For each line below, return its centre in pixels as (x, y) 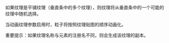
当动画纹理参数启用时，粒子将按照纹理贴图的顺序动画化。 (66, 25)
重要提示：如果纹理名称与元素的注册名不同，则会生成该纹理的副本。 (77, 35)
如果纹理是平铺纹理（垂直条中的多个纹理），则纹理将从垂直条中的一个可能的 (85, 7)
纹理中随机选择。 (23, 14)
